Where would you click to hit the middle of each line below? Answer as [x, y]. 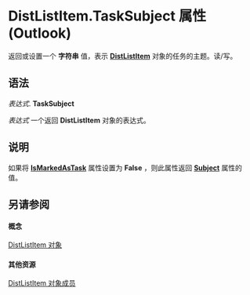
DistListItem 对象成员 [42, 283]
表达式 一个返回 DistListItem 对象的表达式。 [79, 120]
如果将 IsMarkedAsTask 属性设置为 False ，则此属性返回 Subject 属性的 [125, 168]
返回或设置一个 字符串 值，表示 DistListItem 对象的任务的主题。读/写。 [123, 56]
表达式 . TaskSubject [41, 104]
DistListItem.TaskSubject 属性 [107, 16]
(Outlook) [40, 33]
